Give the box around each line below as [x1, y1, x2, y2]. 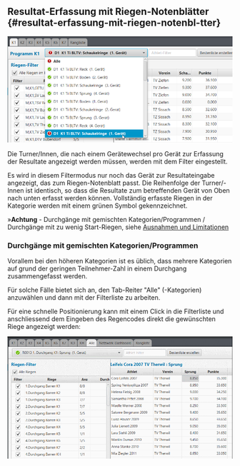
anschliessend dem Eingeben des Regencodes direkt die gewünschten [7, 315, 216, 323]
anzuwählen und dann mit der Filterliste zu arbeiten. [7, 293, 161, 302]
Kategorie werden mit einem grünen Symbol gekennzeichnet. [7, 201, 188, 210]
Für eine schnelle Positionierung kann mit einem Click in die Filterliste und [7, 307, 224, 316]
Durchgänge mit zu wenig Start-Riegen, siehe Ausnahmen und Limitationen [7, 223, 229, 231]
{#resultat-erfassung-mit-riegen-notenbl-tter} [7, 17, 221, 29]
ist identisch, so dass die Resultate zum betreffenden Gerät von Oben [25, 186, 230, 195]
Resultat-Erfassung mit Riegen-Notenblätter [7, 6, 209, 18]
